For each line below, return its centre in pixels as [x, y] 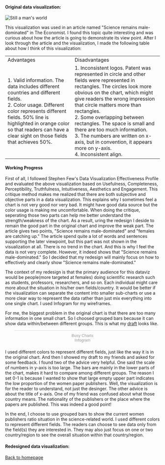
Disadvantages [92, 60]
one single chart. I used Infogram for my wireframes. [58, 304]
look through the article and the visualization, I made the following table [77, 43]
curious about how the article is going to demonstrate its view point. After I [81, 38]
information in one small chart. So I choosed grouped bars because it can [79, 318]
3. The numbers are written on [110, 136]
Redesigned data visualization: [37, 446]
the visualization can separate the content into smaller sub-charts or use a [80, 293]
